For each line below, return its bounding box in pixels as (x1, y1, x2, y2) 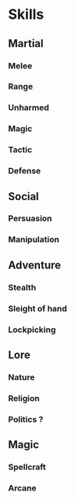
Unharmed (8, 102, 49, 113)
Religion (8, 392, 41, 403)
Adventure (8, 258, 61, 271)
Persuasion (8, 213, 52, 224)
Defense (8, 166, 41, 177)
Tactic (8, 144, 33, 155)
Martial (8, 37, 44, 50)
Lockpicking (8, 324, 56, 335)
